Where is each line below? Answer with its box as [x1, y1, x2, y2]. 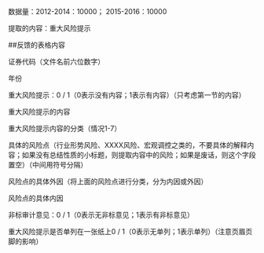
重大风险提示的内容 [8, 107, 71, 116]
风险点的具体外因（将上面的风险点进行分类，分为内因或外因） [8, 177, 208, 186]
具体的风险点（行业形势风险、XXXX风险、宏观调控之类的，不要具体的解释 [8, 141, 247, 149]
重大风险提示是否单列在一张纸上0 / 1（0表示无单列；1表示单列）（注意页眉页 [8, 227, 253, 236]
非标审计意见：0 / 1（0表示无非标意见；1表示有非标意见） [8, 211, 194, 219]
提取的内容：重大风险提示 [8, 24, 91, 33]
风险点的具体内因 [8, 193, 64, 203]
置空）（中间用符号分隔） [8, 160, 88, 169]
